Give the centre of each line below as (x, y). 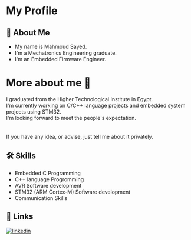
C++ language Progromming (49, 179)
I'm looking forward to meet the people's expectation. (71, 118)
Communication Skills (41, 198)
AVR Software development (48, 185)
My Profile (32, 11)
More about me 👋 (49, 83)
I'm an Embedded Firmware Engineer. (60, 59)
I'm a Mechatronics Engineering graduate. (65, 53)
